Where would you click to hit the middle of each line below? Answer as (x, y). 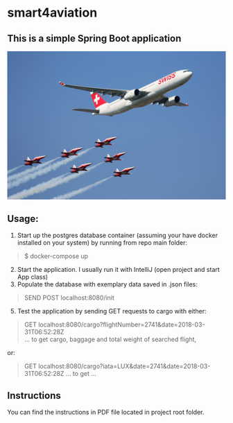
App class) (33, 277)
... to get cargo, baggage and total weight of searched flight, (110, 339)
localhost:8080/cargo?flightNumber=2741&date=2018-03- (121, 325)
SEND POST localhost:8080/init (69, 298)
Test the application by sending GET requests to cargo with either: (112, 311)
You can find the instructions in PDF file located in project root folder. (106, 412)
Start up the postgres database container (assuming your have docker (118, 235)
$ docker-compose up (56, 256)
